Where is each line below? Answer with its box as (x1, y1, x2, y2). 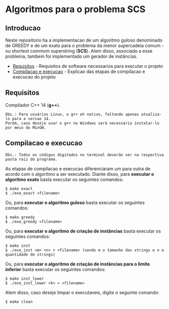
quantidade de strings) (5, 252, 56, 257)
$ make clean (5, 299, 33, 304)
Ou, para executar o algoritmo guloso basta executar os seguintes (5, 199, 145, 206)
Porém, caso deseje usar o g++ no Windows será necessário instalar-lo (5, 121, 159, 126)
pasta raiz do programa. (5, 157, 58, 162)
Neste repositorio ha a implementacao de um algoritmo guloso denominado (5, 37, 163, 43)
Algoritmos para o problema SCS (5, 4, 146, 15)
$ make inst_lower (5, 276, 44, 281)
